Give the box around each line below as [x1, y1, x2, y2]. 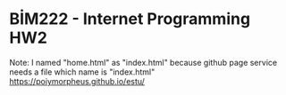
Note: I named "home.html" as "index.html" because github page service [9, 57, 278, 67]
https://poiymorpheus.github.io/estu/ [9, 75, 146, 86]
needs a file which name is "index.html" [9, 67, 156, 77]
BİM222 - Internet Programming [9, 9, 251, 29]
